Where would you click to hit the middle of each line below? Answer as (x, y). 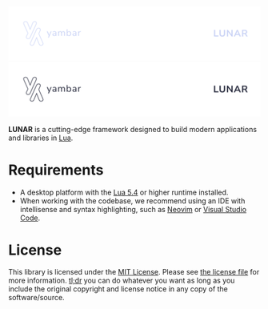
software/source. (37, 298)
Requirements (56, 170)
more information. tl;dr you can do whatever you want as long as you (122, 281)
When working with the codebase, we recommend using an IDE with (132, 201)
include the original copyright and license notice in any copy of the (118, 289)
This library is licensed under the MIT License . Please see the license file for (134, 272)
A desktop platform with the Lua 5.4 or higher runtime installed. (124, 192)
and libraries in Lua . (41, 138)
